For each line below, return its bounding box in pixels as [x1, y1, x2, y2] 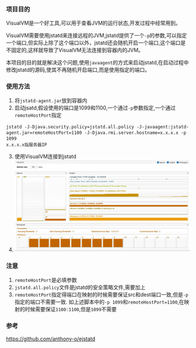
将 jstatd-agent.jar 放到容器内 [14, 97, 87, 104]
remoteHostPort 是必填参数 [14, 276, 78, 283]
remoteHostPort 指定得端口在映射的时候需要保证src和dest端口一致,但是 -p [14, 291, 188, 298]
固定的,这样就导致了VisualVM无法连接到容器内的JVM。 [10, 47, 144, 54]
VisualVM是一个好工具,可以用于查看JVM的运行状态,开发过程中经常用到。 [6, 19, 181, 27]
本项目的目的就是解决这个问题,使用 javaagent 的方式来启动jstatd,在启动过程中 [6, 59, 189, 66]
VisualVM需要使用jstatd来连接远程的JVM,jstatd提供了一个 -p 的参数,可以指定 [6, 32, 187, 39]
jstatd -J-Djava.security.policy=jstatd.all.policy [6, 124, 134, 130]
